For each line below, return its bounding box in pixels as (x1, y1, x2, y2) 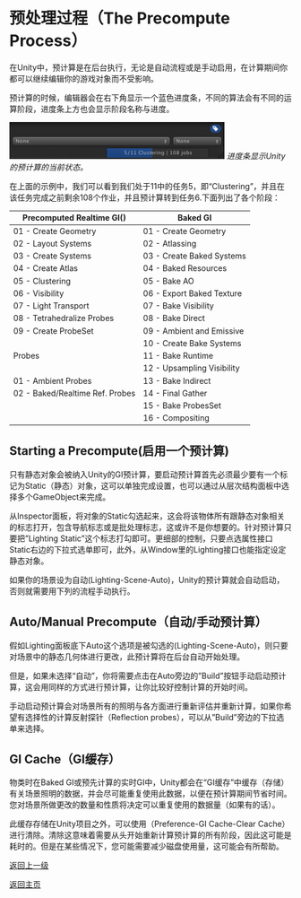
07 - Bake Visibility (142, 301, 215, 311)
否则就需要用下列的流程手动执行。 (9, 585, 135, 597)
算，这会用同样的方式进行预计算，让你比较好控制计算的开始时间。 (9, 681, 253, 692)
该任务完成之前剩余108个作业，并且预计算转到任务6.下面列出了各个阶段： (9, 192, 280, 203)
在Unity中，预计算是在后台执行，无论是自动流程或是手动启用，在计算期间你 (9, 62, 288, 73)
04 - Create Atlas (13, 263, 79, 274)
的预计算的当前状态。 (9, 161, 88, 172)
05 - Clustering (13, 275, 72, 286)
